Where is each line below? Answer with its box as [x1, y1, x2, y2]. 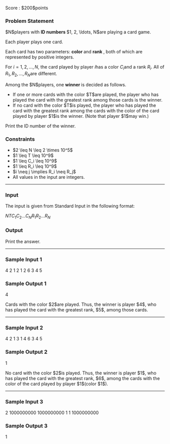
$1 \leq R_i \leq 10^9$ [12, 163, 57, 170]
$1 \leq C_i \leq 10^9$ [12, 158, 57, 164]
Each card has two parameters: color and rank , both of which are [5, 49, 143, 55]
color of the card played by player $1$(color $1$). [5, 380, 108, 387]
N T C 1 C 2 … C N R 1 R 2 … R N [5, 213, 51, 220]
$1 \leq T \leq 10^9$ [12, 152, 54, 158]
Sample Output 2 [5, 348, 48, 356]
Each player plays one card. [5, 39, 63, 45]
